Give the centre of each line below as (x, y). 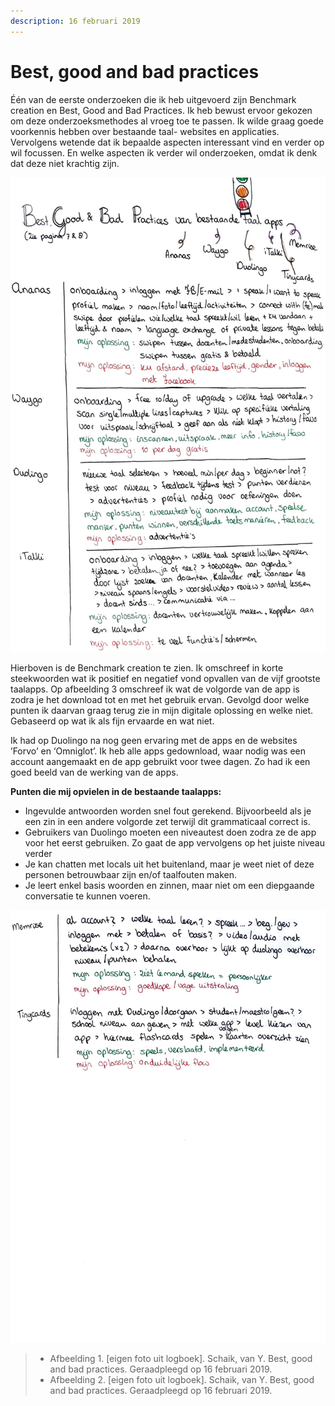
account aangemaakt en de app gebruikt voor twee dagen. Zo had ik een (160, 761)
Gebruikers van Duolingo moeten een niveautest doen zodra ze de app (170, 832)
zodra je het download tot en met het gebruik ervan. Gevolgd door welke (160, 699)
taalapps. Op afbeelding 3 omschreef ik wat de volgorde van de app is (155, 689)
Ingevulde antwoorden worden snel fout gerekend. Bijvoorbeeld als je (168, 811)
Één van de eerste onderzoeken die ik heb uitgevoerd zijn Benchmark (153, 99)
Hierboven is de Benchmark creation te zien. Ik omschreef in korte (147, 667)
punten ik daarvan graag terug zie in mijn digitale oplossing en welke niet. (162, 710)
